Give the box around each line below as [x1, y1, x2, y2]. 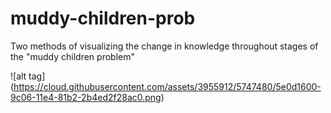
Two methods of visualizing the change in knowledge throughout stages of [10, 40, 319, 52]
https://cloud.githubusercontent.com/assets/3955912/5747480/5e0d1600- [13, 80, 322, 92]
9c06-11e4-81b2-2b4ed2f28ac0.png [10, 91, 162, 103]
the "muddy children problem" [10, 50, 135, 62]
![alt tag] [10, 70, 46, 82]
